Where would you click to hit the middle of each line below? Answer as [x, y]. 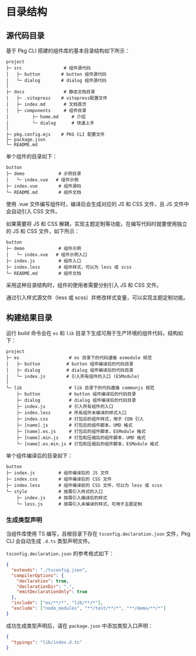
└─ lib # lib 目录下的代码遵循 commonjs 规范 [80, 388]
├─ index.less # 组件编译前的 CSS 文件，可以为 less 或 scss [84, 485]
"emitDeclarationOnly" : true [52, 592]
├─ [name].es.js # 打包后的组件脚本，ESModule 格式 [81, 431]
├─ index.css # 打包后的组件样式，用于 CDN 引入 [80, 419]
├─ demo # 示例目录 [44, 174]
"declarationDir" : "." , [46, 586]
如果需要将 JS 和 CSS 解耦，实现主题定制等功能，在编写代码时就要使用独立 [97, 224]
